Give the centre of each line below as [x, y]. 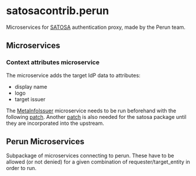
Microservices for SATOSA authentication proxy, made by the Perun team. [96, 27]
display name [31, 87]
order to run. [21, 168]
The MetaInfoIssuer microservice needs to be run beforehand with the [91, 111]
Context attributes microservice [53, 62]
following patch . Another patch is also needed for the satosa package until [96, 117]
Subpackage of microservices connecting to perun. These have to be [90, 156]
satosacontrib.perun [58, 11]
